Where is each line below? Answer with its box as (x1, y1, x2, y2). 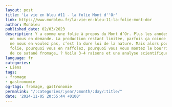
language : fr (5, 55, 33, 61)
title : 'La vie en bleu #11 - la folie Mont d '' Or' (5, 12, 118, 17)
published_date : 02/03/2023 (5, 27, 66, 32)
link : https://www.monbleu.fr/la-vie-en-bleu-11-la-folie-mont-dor (5, 17, 153, 22)
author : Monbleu (5, 22, 40, 27)
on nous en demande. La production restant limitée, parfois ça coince (10, 37, 166, 42)
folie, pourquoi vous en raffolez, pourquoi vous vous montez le (10, 46, 153, 51)
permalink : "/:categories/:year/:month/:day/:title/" (5, 88, 123, 94)
